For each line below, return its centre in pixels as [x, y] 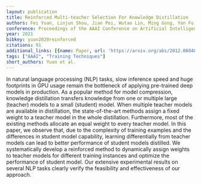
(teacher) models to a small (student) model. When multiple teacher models [99, 104]
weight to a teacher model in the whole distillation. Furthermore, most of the [100, 117]
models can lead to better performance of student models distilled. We [93, 143]
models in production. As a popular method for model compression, [89, 92]
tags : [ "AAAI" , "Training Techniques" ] [56, 56]
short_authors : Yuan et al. [41, 62]
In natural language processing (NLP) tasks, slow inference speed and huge [100, 79]
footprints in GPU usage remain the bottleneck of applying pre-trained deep [100, 85]
